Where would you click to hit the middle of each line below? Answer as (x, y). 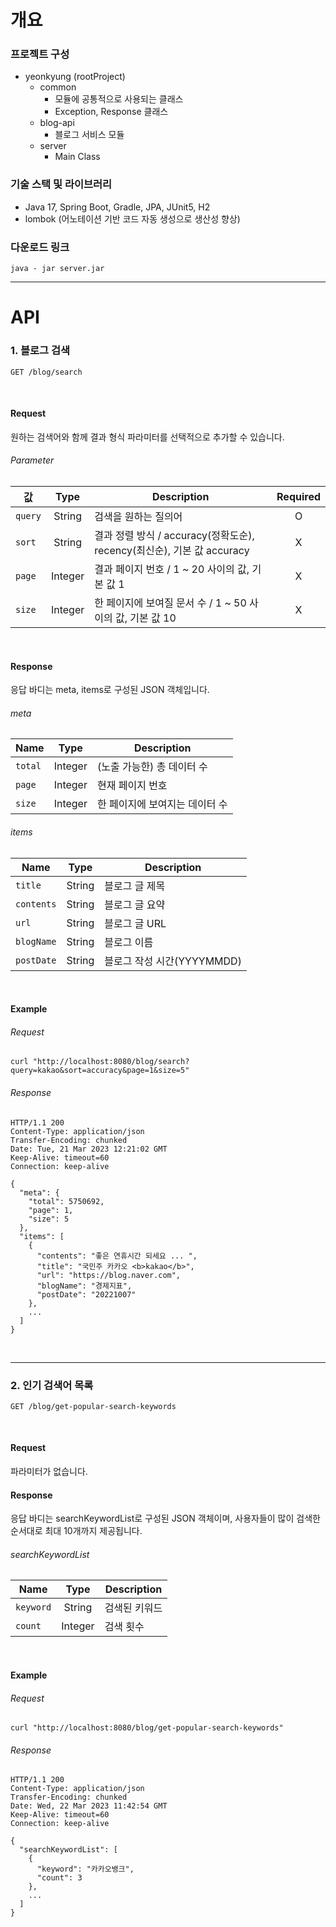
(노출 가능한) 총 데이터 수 (152, 767)
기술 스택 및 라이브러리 (61, 184)
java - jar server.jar (57, 269)
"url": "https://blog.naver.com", (109, 1275)
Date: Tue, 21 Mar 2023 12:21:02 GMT (89, 1149)
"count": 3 (59, 1878)
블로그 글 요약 (135, 904)
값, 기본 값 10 (145, 618)
